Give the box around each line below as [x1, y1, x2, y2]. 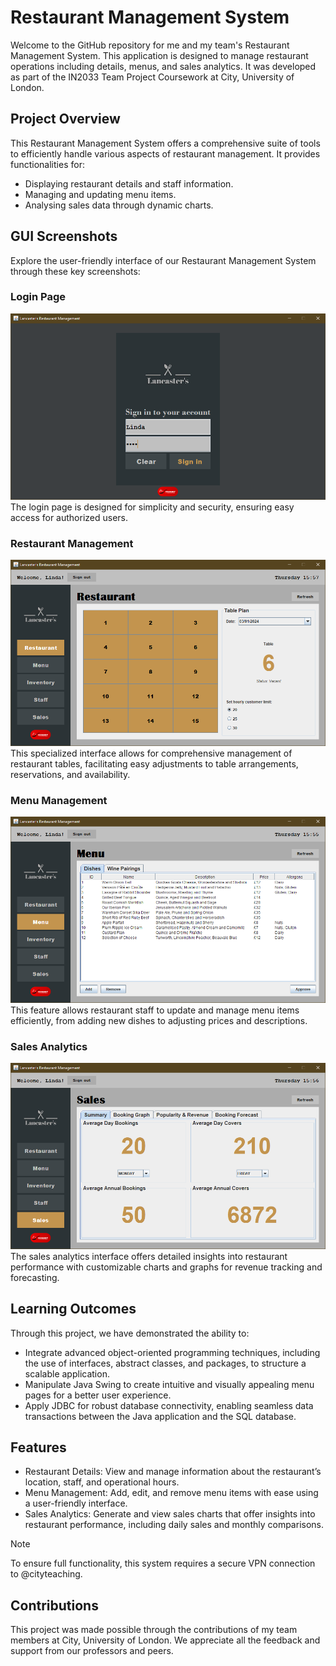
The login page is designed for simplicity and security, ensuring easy [10, 501, 295, 513]
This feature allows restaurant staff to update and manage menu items [10, 1004, 300, 1016]
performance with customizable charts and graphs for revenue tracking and [10, 1261, 323, 1273]
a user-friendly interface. [24, 1497, 128, 1510]
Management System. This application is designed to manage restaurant [10, 49, 309, 61]
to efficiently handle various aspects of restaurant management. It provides [10, 147, 321, 160]
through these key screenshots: [10, 265, 141, 277]
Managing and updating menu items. [24, 188, 177, 200]
